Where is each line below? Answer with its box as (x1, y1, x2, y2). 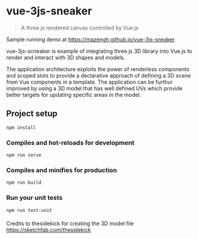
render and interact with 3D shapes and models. (6, 54, 125, 61)
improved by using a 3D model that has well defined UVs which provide (6, 84, 183, 92)
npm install (6, 125, 36, 131)
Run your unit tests (6, 194, 63, 202)
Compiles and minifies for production (6, 166, 117, 174)
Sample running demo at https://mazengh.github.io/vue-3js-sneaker (6, 36, 175, 43)
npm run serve (6, 152, 42, 158)
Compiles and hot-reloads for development (6, 138, 135, 147)
